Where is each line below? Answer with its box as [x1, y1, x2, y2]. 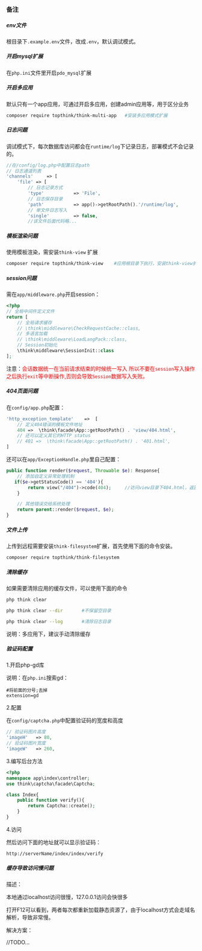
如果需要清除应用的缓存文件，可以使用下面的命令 [6, 584, 127, 592]
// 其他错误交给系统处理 [17, 501, 70, 507]
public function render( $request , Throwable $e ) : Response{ [6, 468, 161, 474]
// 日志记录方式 [28, 185, 63, 191]
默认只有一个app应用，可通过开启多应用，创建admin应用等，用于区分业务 [6, 100, 189, 107]
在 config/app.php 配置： [6, 403, 66, 411]
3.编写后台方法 [6, 757, 43, 764]
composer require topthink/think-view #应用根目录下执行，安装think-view [6, 261, 193, 267]
